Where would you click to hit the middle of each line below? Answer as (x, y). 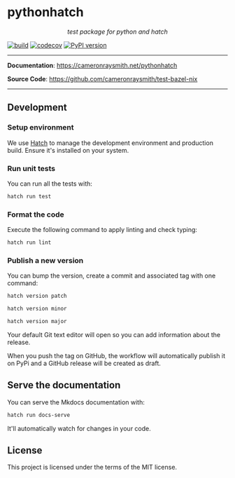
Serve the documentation (64, 385)
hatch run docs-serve (39, 415)
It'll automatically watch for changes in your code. (79, 428)
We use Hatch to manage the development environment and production (110, 143)
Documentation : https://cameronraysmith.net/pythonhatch (92, 65)
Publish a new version (45, 260)
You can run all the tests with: (50, 184)
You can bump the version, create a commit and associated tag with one (112, 276)
